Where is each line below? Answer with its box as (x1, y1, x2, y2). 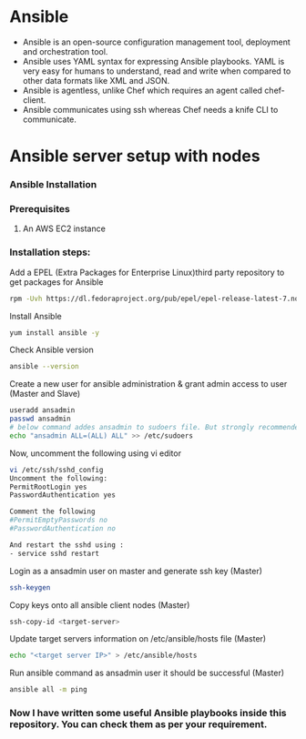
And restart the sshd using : (9, 540, 125, 550)
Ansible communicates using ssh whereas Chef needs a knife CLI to (22, 104, 279, 115)
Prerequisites (9, 202, 70, 215)
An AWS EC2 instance (22, 223, 107, 234)
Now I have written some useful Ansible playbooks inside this (9, 707, 287, 720)
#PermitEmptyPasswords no (9, 516, 107, 525)
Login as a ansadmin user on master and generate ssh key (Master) (9, 565, 262, 576)
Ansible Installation (9, 178, 97, 191)
